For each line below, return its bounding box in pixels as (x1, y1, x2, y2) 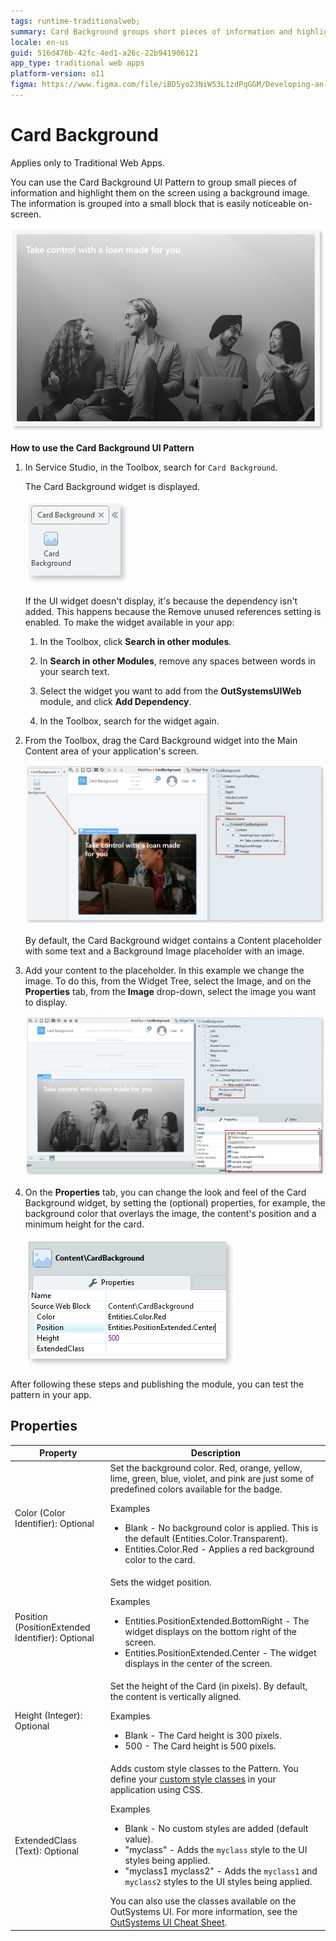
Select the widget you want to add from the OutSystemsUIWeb (39, 685, 302, 697)
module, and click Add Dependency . (39, 696, 192, 708)
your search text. (39, 666, 110, 678)
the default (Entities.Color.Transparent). (124, 1532, 288, 1544)
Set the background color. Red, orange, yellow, (109, 1461, 303, 1474)
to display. (24, 996, 68, 1009)
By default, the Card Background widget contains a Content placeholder (24, 935, 322, 947)
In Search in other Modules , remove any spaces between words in (39, 655, 316, 667)
